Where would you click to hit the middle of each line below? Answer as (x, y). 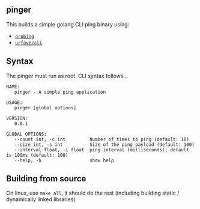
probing (24, 36)
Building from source (46, 179)
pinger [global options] (45, 108)
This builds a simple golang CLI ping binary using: (68, 24)
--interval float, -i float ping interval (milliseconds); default (102, 150)
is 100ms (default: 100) (37, 155)
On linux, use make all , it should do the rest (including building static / (93, 193)
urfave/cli (29, 43)
